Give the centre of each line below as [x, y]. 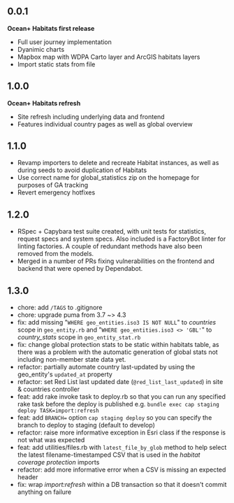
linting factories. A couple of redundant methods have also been [110, 246]
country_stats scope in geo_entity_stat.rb [79, 337]
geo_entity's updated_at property [65, 374]
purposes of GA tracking [53, 185]
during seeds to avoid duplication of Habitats [82, 170]
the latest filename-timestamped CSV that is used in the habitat [109, 455]
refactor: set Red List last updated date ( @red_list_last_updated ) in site [120, 382]
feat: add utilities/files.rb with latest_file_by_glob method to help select [122, 448]
